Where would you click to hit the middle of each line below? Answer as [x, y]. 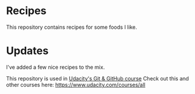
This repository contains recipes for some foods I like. [71, 27]
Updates [27, 51]
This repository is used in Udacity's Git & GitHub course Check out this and [97, 78]
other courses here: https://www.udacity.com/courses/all [76, 85]
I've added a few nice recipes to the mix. [56, 67]
